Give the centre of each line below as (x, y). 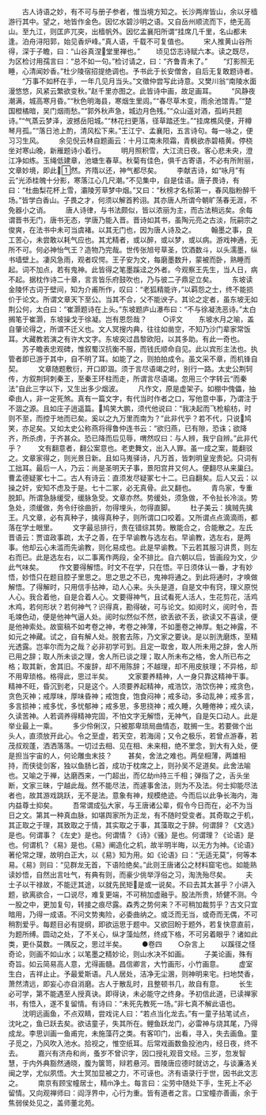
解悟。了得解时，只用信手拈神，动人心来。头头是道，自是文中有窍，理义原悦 (133, 587)
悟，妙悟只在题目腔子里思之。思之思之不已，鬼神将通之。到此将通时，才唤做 (133, 577)
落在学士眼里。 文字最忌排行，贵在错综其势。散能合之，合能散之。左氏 (131, 527)
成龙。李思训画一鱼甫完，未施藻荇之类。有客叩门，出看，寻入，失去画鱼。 (129, 1033)
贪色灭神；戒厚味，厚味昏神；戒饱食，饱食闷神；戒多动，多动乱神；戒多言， (133, 696)
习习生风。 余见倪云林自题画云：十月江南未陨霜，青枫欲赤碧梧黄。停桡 (131, 140)
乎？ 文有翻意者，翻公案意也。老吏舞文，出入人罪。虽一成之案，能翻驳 (131, 448)
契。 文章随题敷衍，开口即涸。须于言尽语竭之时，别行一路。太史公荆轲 (131, 369)
